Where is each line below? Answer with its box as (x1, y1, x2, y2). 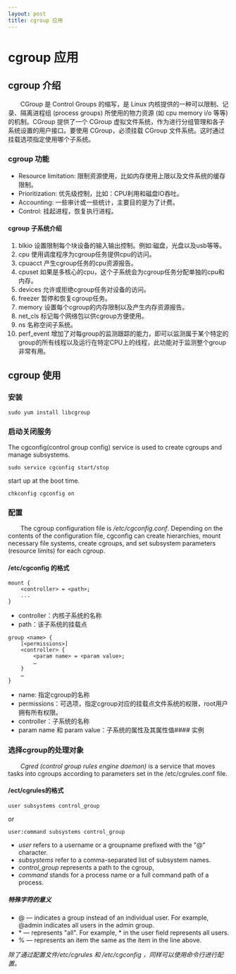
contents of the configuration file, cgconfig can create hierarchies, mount (8, 531, 221, 540)
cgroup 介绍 (8, 80, 61, 92)
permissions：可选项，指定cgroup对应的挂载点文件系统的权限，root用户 (18, 699, 228, 708)
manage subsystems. (8, 450, 70, 459)
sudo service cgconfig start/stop (8, 464, 110, 471)
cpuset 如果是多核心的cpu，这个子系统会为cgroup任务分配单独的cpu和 (18, 268, 225, 276)
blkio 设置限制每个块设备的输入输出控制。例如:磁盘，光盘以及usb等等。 (18, 241, 226, 249)
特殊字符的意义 (8, 895, 51, 904)
